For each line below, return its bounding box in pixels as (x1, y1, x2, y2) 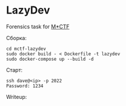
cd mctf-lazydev (6, 45, 46, 52)
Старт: (6, 66, 22, 74)
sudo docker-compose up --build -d (6, 56, 94, 62)
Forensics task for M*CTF (6, 23, 70, 30)
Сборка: (6, 34, 27, 41)
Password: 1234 (6, 83, 44, 89)
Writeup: (6, 93, 27, 100)
